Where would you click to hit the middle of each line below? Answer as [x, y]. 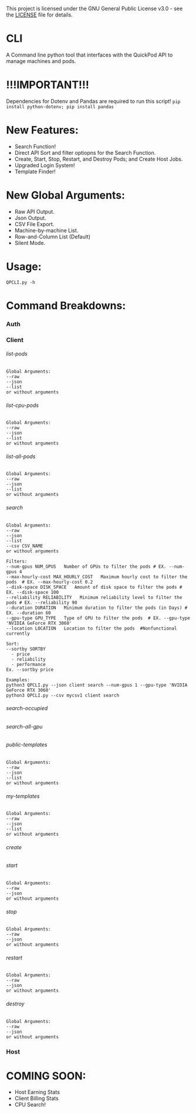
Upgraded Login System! [45, 165]
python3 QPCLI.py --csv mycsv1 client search [62, 695]
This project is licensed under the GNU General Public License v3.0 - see [94, 9]
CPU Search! [30, 1105]
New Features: [43, 130]
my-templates [23, 796]
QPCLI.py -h [21, 282]
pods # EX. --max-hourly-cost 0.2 [50, 582]
